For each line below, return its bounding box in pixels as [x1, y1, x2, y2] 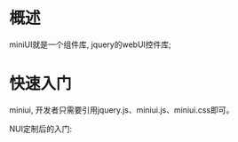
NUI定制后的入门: [9, 123, 73, 134]
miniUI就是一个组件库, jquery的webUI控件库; [9, 39, 171, 50]
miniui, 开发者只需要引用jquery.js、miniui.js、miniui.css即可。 [9, 104, 234, 115]
